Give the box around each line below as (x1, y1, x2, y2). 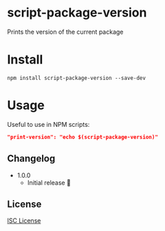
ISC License (7, 217, 41, 225)
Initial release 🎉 (27, 178, 71, 187)
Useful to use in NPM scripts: (7, 120, 90, 128)
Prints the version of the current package (7, 28, 124, 36)
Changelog (7, 153, 56, 165)
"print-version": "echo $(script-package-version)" (7, 133, 158, 141)
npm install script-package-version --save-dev (7, 74, 146, 81)
